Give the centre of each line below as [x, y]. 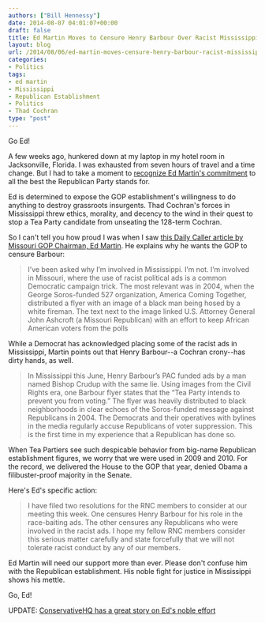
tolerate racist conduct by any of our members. [104, 547]
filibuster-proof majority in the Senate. [70, 474]
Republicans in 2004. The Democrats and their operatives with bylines [142, 417]
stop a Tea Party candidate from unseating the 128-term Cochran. [115, 221]
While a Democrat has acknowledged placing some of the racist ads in [123, 343]
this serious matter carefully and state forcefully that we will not [131, 539]
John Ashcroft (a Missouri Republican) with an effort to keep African [138, 319]
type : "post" [30, 119]
